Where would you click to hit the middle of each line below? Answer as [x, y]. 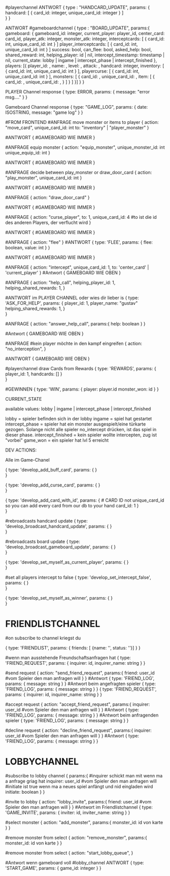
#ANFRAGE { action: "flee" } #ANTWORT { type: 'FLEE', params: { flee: [79, 242]
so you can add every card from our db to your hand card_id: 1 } [72, 506]
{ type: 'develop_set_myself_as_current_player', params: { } [67, 562]
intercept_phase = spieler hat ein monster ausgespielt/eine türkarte [76, 424]
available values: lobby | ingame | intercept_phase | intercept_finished [78, 409]
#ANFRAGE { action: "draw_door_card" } [47, 197]
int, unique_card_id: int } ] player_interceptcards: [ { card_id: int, [72, 44]
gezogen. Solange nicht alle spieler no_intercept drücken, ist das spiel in [81, 429]
